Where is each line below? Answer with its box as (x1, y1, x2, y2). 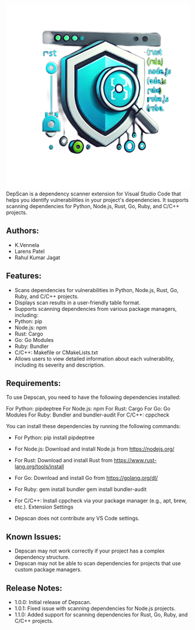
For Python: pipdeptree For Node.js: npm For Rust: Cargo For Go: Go (6, 405, 170, 412)
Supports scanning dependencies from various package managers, (14, 305, 177, 312)
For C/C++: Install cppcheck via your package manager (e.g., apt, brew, (14, 497, 187, 504)
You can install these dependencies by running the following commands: (6, 423, 181, 430)
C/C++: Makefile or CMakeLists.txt (14, 348, 98, 356)
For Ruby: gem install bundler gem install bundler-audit (14, 486, 147, 493)
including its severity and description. (14, 361, 105, 368)
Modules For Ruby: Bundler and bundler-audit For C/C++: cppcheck (6, 411, 169, 418)
